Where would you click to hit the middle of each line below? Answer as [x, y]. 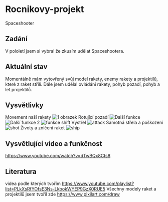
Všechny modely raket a [131, 189]
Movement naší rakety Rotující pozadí [57, 117]
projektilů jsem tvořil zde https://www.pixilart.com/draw [63, 194]
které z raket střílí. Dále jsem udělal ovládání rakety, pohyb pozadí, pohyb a [83, 84]
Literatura [21, 171]
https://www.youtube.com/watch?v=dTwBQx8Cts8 [58, 156]
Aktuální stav [26, 67]
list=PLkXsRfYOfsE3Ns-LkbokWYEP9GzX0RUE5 [55, 189]
